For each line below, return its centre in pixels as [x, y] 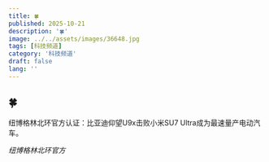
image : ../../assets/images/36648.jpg [74, 39]
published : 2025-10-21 [47, 24]
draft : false [30, 62]
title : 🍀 [24, 16]
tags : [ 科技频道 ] [35, 46]
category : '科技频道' [43, 54]
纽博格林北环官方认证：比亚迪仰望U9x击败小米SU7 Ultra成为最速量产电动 [131, 122]
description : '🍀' [38, 31]
